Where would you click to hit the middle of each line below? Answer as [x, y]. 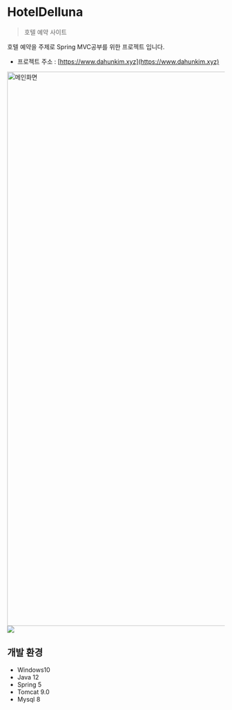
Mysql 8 [29, 699]
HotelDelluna [45, 12]
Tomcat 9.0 [33, 692]
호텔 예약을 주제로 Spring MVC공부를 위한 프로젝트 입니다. [86, 46]
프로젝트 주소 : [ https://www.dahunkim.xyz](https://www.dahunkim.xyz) [118, 61]
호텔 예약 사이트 [45, 32]
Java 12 [28, 677]
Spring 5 [29, 684]
